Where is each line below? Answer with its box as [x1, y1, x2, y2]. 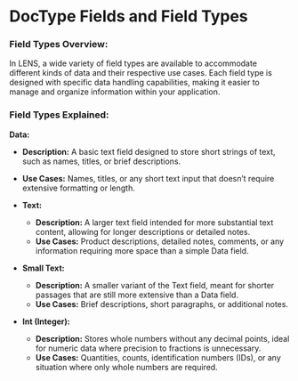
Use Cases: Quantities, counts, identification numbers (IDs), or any [35, 352, 282, 362]
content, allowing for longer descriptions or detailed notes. [35, 226, 251, 237]
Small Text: [21, 263, 65, 273]
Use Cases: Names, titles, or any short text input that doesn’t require [21, 173, 275, 183]
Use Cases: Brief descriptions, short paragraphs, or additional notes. [35, 298, 289, 309]
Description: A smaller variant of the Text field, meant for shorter [35, 280, 275, 290]
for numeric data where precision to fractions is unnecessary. [35, 343, 262, 353]
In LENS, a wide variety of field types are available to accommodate [9, 58, 258, 69]
